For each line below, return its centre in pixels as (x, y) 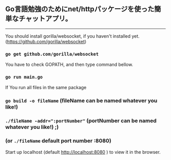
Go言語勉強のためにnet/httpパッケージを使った (80, 9)
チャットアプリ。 (45, 19)
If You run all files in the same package (46, 88)
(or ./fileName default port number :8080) (58, 141)
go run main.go (24, 77)
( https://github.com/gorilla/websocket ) (46, 41)
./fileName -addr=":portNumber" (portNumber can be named (81, 121)
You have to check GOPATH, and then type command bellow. (69, 65)
